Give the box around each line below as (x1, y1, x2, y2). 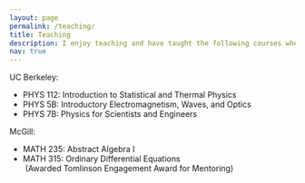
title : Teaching (9, 30, 71, 39)
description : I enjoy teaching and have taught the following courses (9, 38, 282, 48)
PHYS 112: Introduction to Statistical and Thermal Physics (22, 90, 237, 101)
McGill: (9, 126, 36, 137)
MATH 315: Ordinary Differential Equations (22, 153, 181, 164)
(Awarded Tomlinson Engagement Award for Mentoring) (25, 163, 234, 174)
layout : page (9, 13, 59, 23)
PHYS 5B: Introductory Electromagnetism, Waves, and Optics (22, 99, 251, 110)
